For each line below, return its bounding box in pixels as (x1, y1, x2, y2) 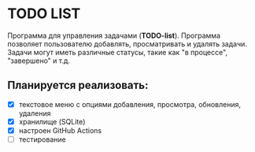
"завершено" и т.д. (7, 56, 71, 65)
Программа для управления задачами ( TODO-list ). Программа (7, 31, 221, 40)
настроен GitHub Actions (18, 125, 102, 135)
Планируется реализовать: (7, 79, 149, 92)
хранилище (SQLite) (18, 117, 86, 126)
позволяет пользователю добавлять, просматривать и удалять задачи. (7, 39, 247, 48)
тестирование (18, 135, 66, 144)
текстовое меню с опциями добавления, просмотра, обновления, (18, 99, 242, 109)
